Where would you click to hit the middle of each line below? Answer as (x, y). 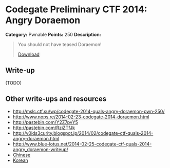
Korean (20, 160)
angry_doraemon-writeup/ (40, 149)
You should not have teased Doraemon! (60, 44)
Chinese (22, 155)
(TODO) (14, 82)
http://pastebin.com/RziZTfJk (44, 128)
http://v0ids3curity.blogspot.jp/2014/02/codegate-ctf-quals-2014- (83, 133)
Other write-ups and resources (56, 99)
